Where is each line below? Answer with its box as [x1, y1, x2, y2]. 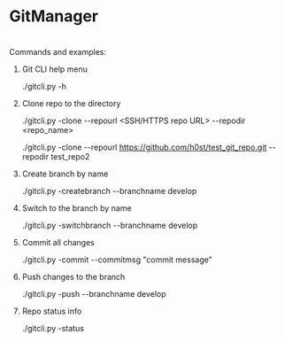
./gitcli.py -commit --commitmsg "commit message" [21, 254, 212, 265]
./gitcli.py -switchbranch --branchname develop [21, 220, 197, 231]
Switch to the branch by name [21, 203, 132, 214]
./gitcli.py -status [21, 323, 84, 334]
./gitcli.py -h [21, 82, 66, 92]
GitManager [9, 6, 99, 27]
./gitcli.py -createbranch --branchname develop [21, 186, 197, 197]
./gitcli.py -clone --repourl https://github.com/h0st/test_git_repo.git [21, 142, 267, 152]
